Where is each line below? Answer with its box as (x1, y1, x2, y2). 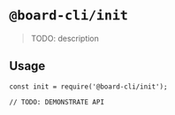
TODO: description (30, 33, 100, 43)
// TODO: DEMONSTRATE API (9, 97, 104, 106)
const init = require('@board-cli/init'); (9, 82, 168, 91)
